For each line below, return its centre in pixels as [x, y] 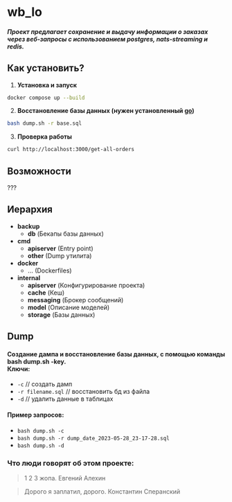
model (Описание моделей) [69, 307]
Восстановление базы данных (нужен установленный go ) [106, 111]
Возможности [39, 171]
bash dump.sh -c [41, 431]
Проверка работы [45, 137]
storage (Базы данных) [61, 314]
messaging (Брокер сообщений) [75, 300]
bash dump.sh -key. [37, 361]
